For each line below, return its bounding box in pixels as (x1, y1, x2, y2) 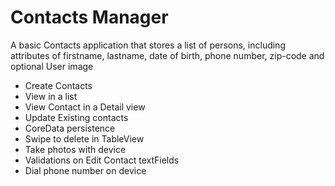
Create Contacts (24, 79, 93, 91)
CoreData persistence (24, 122, 116, 134)
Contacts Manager (10, 6, 169, 29)
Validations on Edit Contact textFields (24, 154, 180, 166)
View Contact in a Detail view (24, 101, 146, 113)
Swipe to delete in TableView (24, 132, 145, 145)
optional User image (10, 60, 94, 72)
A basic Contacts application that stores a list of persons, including (10, 39, 286, 51)
